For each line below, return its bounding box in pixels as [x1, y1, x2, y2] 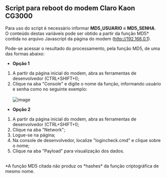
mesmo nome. [5, 168, 35, 174]
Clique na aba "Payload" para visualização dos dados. [12, 147, 124, 154]
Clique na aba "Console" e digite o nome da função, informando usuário [12, 80, 161, 86]
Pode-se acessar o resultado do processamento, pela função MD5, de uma [5, 45, 160, 51]
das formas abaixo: [5, 50, 45, 56]
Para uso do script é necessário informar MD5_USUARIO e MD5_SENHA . [5, 25, 156, 31]
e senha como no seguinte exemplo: [12, 86, 87, 92]
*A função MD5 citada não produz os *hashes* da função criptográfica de [5, 162, 159, 169]
